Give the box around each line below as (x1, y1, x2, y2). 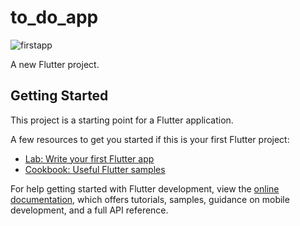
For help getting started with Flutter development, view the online (10, 182, 280, 195)
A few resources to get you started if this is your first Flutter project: (10, 133, 290, 145)
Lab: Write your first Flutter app (24, 152, 155, 165)
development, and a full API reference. (10, 204, 169, 216)
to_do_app (10, 6, 99, 29)
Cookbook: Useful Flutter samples (24, 163, 166, 175)
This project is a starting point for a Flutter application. (10, 114, 234, 126)
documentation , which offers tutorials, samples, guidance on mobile (10, 193, 290, 205)
